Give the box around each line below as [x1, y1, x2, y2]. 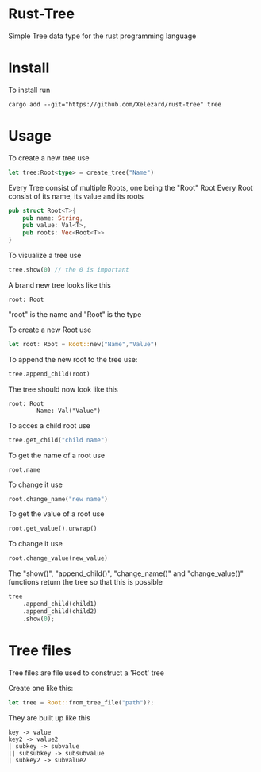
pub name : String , [22, 214, 83, 222]
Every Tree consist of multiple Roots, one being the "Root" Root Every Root [8, 183, 253, 192]
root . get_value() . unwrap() [8, 525, 98, 533]
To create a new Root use [8, 325, 92, 334]
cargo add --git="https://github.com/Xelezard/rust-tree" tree [8, 100, 222, 108]
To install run [8, 85, 51, 95]
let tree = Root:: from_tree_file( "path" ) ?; [8, 698, 155, 707]
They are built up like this [8, 712, 91, 723]
